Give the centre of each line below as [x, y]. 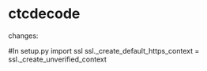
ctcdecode [44, 14]
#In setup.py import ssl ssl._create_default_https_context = [104, 50]
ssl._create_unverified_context [57, 59]
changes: [23, 35]
